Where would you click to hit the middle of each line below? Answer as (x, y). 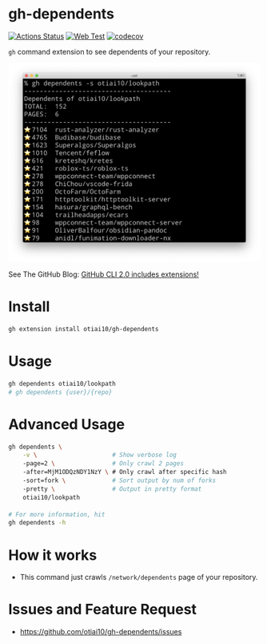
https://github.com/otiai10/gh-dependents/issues (101, 632)
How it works (53, 555)
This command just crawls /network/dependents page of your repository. (139, 577)
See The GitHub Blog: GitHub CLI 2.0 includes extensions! (104, 274)
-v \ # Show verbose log (100, 455)
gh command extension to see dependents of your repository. (110, 51)
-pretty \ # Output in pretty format (112, 489)
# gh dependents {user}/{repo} (60, 392)
